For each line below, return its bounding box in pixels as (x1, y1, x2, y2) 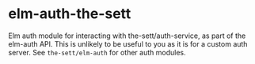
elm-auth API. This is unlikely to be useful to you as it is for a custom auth (8, 39, 248, 48)
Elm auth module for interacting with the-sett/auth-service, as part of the (8, 31, 246, 40)
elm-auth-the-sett (8, 5, 131, 23)
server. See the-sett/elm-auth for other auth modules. (8, 47, 186, 57)
